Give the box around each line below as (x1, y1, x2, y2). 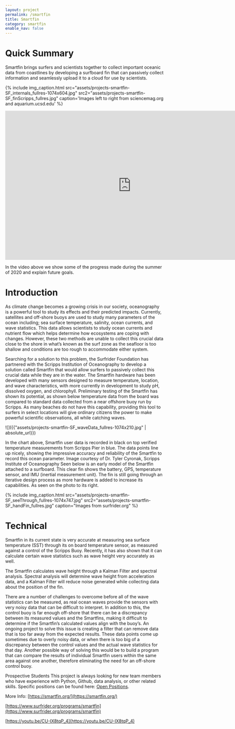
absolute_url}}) (5, 430, 36, 436)
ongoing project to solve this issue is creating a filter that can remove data (5, 626, 159, 632)
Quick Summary (5, 48, 74, 59)
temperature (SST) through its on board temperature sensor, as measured (5, 542, 158, 548)
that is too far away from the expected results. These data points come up (5, 631, 159, 637)
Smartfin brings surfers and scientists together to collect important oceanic (5, 64, 161, 70)
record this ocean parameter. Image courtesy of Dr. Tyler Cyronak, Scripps (5, 456, 160, 461)
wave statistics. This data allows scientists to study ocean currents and (5, 325, 153, 331)
